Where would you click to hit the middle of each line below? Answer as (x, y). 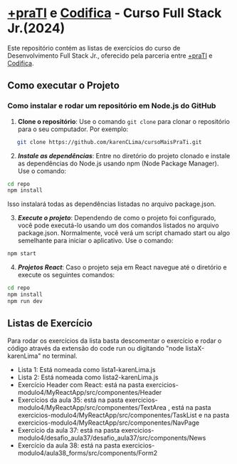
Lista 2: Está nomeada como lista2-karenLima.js (88, 377)
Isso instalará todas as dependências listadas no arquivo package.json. (112, 204)
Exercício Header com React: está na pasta (81, 385)
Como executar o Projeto (63, 86)
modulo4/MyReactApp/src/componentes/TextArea (92, 407)
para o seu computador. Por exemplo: (73, 129)
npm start (22, 254)
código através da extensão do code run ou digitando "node (96, 348)
